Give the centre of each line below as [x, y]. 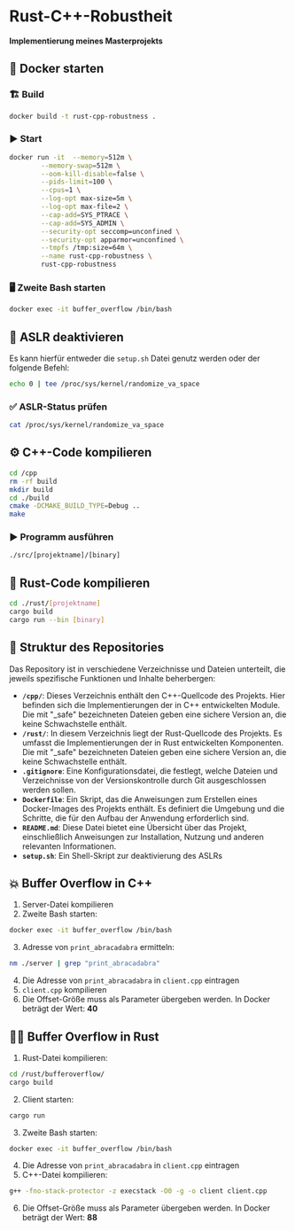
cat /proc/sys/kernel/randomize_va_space [87, 425]
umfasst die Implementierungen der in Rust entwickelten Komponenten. [153, 743]
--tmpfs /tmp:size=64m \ [87, 248]
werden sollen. [49, 790]
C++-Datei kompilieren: [65, 1175]
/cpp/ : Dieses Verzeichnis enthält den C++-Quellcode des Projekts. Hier [153, 695]
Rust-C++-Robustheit [91, 16]
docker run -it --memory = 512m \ [71, 157]
